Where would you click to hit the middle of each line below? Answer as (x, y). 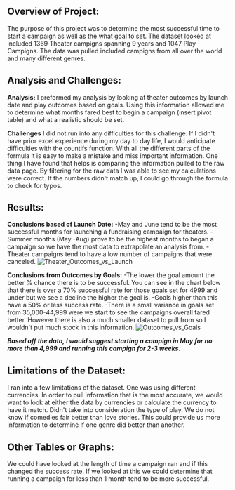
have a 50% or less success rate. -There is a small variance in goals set (111, 305)
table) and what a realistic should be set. (66, 119)
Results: (26, 207)
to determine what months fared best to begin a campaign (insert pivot (109, 112)
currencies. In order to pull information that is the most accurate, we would (115, 395)
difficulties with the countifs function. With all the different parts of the (109, 148)
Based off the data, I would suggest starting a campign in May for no (110, 341)
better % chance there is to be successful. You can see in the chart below (114, 283)
